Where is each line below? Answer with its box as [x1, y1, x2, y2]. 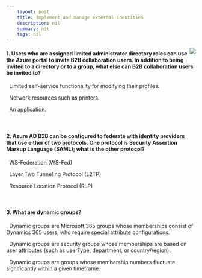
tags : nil [17, 31, 42, 37]
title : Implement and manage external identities [17, 14, 144, 21]
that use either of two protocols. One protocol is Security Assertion [6, 139, 177, 146]
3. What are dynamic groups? [6, 209, 82, 216]
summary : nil [17, 25, 50, 32]
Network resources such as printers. [8, 94, 100, 101]
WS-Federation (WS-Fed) [8, 159, 73, 166]
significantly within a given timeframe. [6, 265, 100, 272]
